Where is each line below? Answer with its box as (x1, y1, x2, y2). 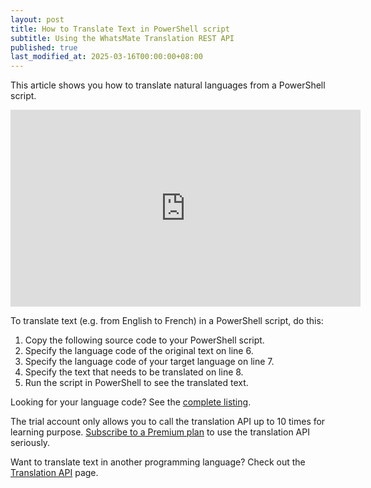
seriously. (10, 437, 51, 449)
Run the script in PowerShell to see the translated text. (24, 377, 249, 389)
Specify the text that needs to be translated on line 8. (24, 366, 244, 378)
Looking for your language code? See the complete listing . (10, 396, 252, 408)
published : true (10, 42, 78, 53)
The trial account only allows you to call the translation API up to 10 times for (10, 416, 326, 428)
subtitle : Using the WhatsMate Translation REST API (10, 33, 235, 43)
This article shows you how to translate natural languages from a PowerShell (10, 79, 326, 91)
